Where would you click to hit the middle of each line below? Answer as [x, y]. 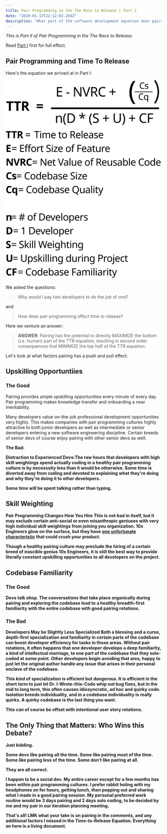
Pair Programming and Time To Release [68, 61]
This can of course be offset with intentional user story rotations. [74, 709]
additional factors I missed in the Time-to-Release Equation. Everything [81, 821]
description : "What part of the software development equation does [78, 21]
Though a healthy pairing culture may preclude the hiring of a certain [78, 547]
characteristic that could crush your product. [53, 537]
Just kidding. [20, 745]
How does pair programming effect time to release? [70, 316]
